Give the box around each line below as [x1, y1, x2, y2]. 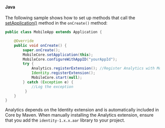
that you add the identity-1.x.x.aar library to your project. [5, 117, 125, 123]
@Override [14, 38, 34, 44]
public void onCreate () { [14, 43, 67, 48]
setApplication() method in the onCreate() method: [5, 20, 108, 26]
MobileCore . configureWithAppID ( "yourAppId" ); [23, 57, 118, 62]
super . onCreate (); [23, 47, 60, 53]
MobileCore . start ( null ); [31, 75, 82, 80]
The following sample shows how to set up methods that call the [5, 15, 136, 21]
